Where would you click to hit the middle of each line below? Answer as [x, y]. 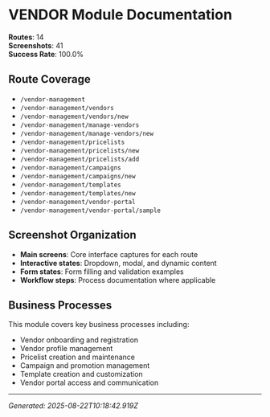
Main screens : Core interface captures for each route [109, 254]
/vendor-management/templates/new [78, 193]
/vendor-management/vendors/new [74, 117]
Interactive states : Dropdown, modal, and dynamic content [118, 263]
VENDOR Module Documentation [121, 15]
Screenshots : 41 [36, 45]
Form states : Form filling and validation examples [102, 272]
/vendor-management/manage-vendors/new [87, 133]
